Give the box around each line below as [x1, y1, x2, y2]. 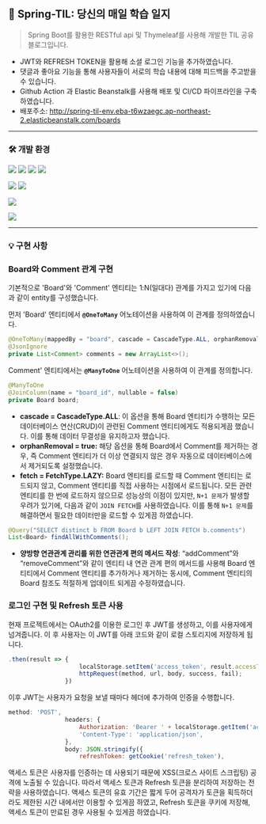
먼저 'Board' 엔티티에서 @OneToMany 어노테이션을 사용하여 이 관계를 [8, 309, 215, 319]
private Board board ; [8, 396, 80, 404]
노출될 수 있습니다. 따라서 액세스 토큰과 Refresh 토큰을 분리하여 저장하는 [22, 778, 247, 788]
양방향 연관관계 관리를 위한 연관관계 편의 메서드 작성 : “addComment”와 [19, 549, 239, 558]
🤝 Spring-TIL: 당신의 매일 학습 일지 [8, 7, 171, 21]
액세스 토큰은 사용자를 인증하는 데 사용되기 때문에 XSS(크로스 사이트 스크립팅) [8, 768, 249, 777]
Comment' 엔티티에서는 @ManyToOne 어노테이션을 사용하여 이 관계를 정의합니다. [8, 365, 253, 374]
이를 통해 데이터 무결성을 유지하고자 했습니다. [30, 431, 170, 441]
